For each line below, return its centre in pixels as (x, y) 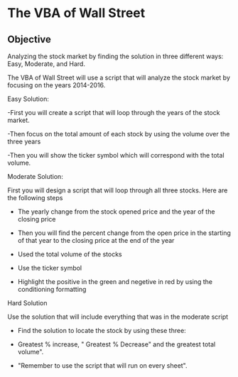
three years (24, 141)
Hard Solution (27, 303)
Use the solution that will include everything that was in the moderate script (118, 317)
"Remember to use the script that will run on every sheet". (102, 366)
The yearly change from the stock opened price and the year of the (116, 212)
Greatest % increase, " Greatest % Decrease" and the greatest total (117, 344)
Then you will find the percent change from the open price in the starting (124, 233)
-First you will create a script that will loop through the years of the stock (114, 113)
